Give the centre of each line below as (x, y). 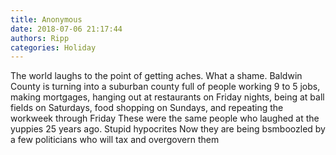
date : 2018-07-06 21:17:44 (66, 29)
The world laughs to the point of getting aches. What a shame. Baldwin (156, 76)
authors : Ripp (40, 38)
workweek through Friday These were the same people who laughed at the (165, 118)
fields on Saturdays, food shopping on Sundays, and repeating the (147, 108)
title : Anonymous (46, 19)
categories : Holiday (53, 47)
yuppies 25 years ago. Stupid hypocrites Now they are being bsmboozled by (168, 129)
